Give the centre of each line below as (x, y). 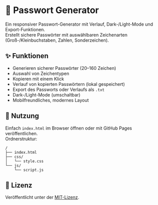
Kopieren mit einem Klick (38, 79)
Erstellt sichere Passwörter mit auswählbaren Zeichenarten (66, 35)
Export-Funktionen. (25, 29)
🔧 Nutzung (22, 116)
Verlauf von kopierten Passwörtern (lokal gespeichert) (69, 84)
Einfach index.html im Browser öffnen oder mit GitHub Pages (69, 128)
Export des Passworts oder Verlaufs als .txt (58, 89)
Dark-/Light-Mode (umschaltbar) (46, 94)
